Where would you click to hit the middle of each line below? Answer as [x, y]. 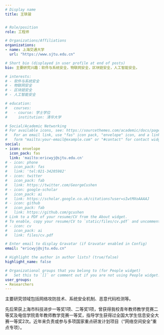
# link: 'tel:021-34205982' [36, 172]
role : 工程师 [17, 32]
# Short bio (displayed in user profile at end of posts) [65, 63]
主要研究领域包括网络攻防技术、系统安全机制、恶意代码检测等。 [69, 299]
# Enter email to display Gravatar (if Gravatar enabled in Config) [76, 244]
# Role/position [21, 27]
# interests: [18, 76]
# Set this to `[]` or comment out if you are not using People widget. [83, 275]
